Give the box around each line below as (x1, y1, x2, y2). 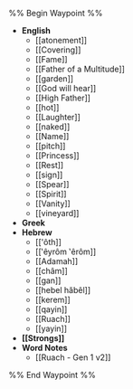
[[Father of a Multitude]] (34, 63, 126, 74)
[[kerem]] (34, 294, 71, 305)
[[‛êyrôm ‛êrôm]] (34, 246, 97, 257)
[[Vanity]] (34, 198, 71, 209)
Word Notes (21, 343, 69, 353)
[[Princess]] (34, 150, 80, 161)
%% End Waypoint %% (8, 370, 96, 380)
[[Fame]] (34, 54, 69, 64)
